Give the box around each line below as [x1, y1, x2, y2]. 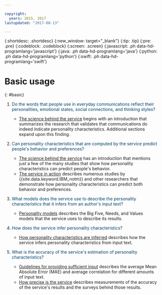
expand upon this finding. [18, 131, 71, 137]
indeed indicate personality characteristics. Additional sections [18, 126, 145, 132]
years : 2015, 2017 [9, 16, 47, 21]
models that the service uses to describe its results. [18, 216, 123, 221]
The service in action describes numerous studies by [18, 171, 126, 177]
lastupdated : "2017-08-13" [4, 20, 59, 25]
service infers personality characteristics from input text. [18, 240, 133, 246]
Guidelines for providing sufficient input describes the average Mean [18, 264, 157, 270]
